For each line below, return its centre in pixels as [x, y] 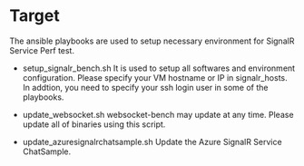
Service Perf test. [42, 50]
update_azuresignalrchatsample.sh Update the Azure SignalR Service [152, 142]
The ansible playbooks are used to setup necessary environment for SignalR [152, 41]
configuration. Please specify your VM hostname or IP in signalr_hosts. [155, 77]
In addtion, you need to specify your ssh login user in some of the [145, 87]
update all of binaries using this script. [94, 124]
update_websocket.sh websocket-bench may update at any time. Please [158, 114]
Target [35, 16]
